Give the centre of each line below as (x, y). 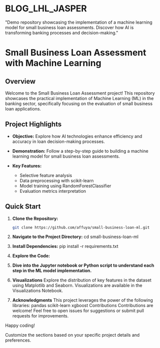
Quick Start (23, 207)
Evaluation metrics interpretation (53, 191)
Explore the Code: (31, 256)
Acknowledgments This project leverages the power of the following (82, 300)
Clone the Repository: (35, 218)
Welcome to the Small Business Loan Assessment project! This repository (80, 93)
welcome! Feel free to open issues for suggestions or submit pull (78, 311)
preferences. (18, 340)
